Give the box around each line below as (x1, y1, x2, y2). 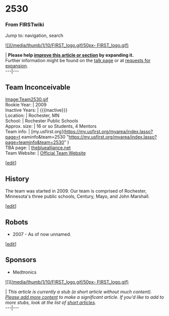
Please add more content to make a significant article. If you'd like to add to (5, 294, 164, 300)
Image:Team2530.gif (5, 97, 49, 103)
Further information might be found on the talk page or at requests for (5, 58, 151, 64)
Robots (5, 218, 28, 227)
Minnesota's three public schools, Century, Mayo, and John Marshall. (5, 193, 150, 200)
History (5, 174, 29, 183)
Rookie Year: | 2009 (5, 102, 47, 108)
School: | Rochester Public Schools (5, 118, 78, 124)
